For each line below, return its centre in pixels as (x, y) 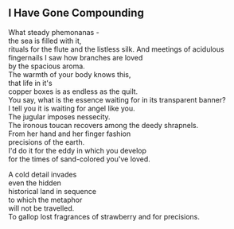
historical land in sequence (53, 191)
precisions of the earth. (47, 142)
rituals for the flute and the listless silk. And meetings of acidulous (116, 49)
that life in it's (31, 83)
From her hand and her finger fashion (70, 134)
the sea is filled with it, (45, 41)
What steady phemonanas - (54, 32)
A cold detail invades (43, 174)
